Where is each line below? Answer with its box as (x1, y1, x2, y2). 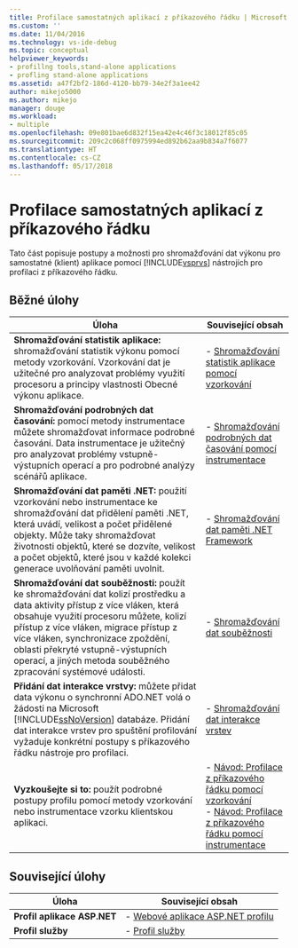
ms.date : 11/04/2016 (9, 29, 86, 38)
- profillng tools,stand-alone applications (9, 63, 176, 72)
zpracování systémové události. (13, 666, 146, 678)
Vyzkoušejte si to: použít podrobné (13, 783, 162, 795)
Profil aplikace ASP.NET (13, 910, 117, 922)
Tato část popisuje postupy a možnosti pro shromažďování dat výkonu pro (9, 248, 281, 258)
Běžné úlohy (9, 292, 80, 307)
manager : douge (9, 104, 66, 113)
